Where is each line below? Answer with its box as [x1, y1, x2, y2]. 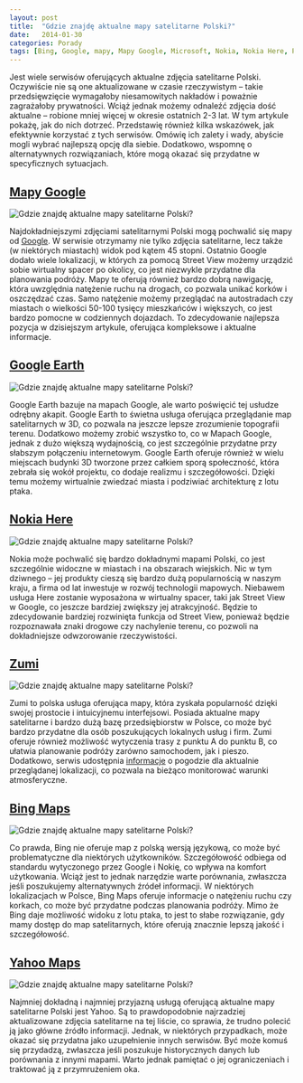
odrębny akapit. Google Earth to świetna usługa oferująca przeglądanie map [9, 409, 292, 419]
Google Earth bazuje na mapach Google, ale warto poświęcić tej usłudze [9, 399, 280, 410]
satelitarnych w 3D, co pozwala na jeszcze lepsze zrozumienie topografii [9, 418, 280, 429]
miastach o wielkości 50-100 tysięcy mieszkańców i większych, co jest [9, 302, 273, 313]
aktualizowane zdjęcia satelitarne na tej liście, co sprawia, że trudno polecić [9, 1016, 291, 1026]
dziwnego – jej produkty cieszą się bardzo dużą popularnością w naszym [9, 572, 281, 583]
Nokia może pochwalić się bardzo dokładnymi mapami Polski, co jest [9, 553, 266, 564]
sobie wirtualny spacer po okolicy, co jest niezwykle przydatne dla [9, 264, 256, 275]
